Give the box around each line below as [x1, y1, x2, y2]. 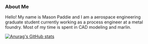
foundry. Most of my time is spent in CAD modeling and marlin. [5, 24, 131, 30]
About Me [5, 3, 29, 10]
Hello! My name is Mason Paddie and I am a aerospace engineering [5, 14, 141, 20]
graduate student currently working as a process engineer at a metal [5, 19, 143, 25]
